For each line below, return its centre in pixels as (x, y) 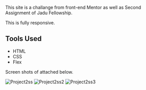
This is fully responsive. (30, 23)
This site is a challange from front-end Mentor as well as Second (73, 7)
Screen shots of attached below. (39, 72)
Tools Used (23, 39)
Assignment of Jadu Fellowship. (39, 13)
